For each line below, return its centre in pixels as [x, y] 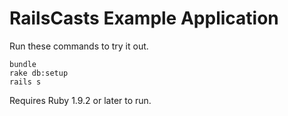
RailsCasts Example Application [144, 18]
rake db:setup [39, 73]
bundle [23, 64]
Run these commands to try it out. [79, 46]
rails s [25, 82]
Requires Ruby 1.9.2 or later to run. [80, 100]
